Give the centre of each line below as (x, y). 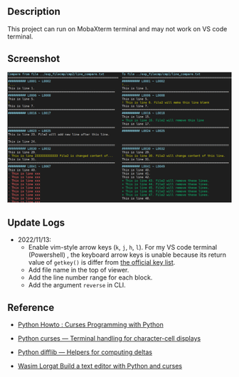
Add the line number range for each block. (90, 277)
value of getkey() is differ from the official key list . (102, 262)
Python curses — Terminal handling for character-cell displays (109, 339)
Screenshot (34, 59)
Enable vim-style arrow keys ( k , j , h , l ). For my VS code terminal (123, 248)
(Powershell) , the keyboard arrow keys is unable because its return (127, 255)
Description (34, 12)
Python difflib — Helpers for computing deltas (85, 352)
